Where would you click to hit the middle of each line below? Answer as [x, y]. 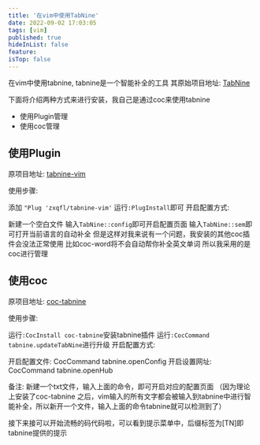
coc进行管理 [28, 254]
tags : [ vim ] [28, 30]
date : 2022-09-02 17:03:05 [52, 23]
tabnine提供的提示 [38, 432]
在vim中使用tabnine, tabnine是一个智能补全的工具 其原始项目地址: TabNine [129, 83]
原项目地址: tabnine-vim [47, 173]
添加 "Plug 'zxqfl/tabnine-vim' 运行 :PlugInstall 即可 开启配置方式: [119, 207]
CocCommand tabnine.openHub [61, 370]
